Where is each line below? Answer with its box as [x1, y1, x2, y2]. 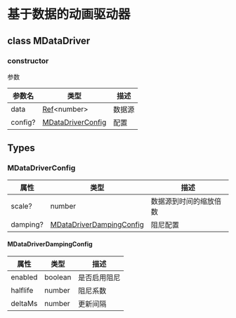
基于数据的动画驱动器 [7, 6, 131, 22]
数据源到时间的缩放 [150, 196, 214, 206]
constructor [7, 55, 49, 65]
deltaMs [11, 298, 38, 308]
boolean [44, 272, 72, 281]
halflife [11, 285, 34, 295]
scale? [11, 201, 33, 211]
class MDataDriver [7, 34, 91, 46]
